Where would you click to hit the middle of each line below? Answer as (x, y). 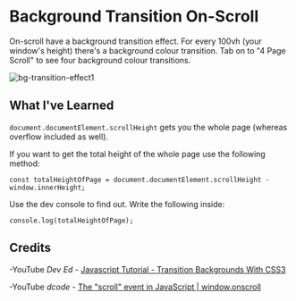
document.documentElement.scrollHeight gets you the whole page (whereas (148, 127)
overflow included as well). (59, 137)
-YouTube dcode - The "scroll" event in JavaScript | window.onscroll (135, 287)
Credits (30, 248)
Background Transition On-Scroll (134, 17)
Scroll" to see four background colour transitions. (100, 60)
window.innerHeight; (48, 188)
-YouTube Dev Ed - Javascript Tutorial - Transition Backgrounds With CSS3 (148, 269)
